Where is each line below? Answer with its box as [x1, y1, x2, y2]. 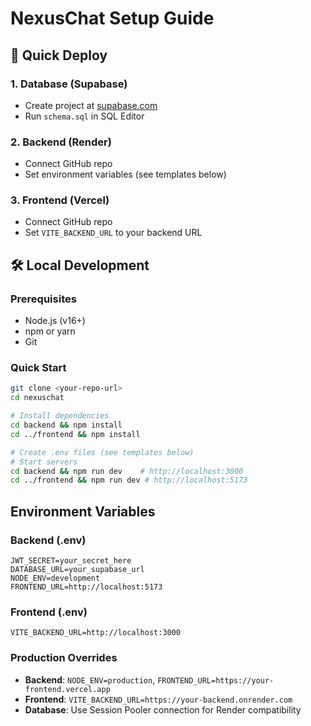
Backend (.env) [10, 533, 87, 547]
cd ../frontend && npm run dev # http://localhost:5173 [10, 475, 248, 486]
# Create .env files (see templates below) [10, 447, 195, 457]
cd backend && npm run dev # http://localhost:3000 [10, 466, 244, 476]
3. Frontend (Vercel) [10, 193, 110, 207]
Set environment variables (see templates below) [24, 168, 227, 181]
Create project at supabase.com [24, 99, 158, 111]
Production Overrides [10, 651, 118, 665]
